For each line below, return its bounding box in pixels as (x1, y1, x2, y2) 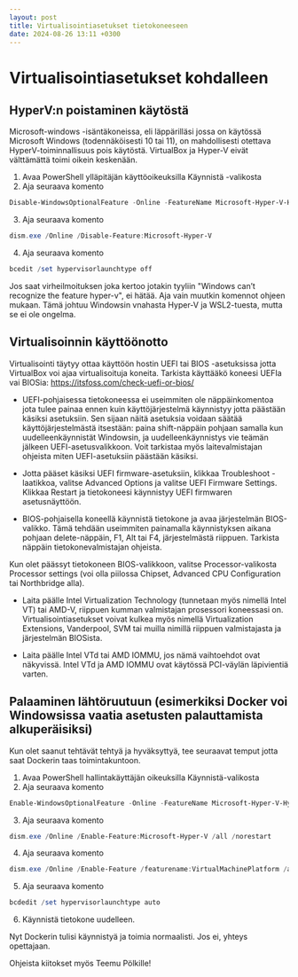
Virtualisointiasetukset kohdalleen (9, 67, 269, 88)
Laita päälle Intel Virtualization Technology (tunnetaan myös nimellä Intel (21, 595, 286, 606)
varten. (21, 668, 49, 679)
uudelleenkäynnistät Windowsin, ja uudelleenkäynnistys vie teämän (21, 432, 269, 442)
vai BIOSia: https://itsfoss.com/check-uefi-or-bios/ (9, 377, 194, 387)
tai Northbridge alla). (9, 577, 85, 588)
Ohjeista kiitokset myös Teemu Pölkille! (9, 958, 152, 969)
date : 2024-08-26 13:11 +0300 (9, 29, 122, 38)
